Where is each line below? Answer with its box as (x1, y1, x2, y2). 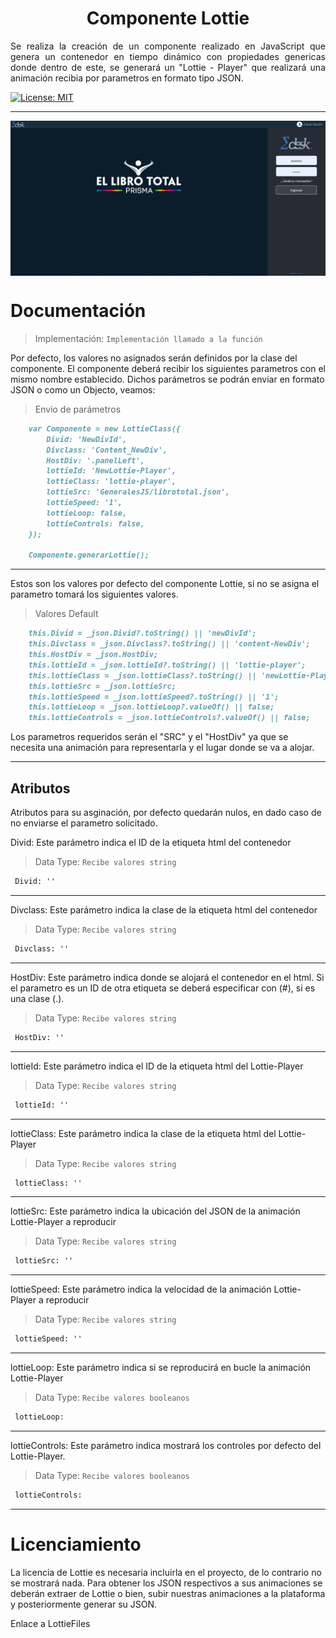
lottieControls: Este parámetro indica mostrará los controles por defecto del (10, 1440, 322, 1451)
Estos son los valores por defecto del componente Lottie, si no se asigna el (10, 578, 320, 590)
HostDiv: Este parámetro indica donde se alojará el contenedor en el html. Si (10, 971, 325, 983)
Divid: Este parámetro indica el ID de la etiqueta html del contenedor (10, 837, 292, 848)
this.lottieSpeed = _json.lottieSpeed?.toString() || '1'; (28, 692, 280, 702)
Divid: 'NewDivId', (46, 434, 128, 444)
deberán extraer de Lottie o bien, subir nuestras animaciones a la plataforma (10, 1587, 326, 1599)
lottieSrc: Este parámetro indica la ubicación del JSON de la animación (10, 1205, 301, 1217)
